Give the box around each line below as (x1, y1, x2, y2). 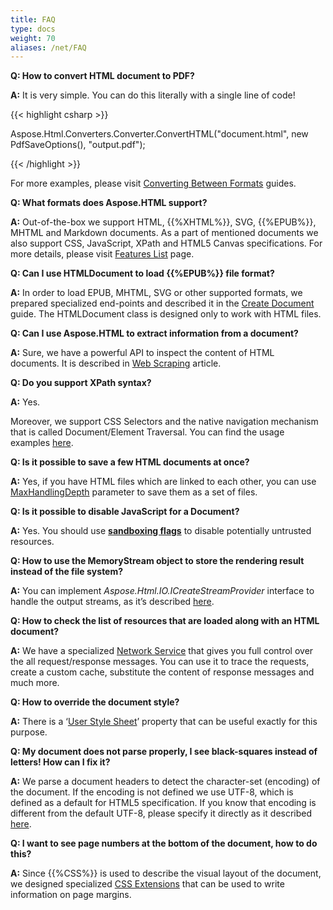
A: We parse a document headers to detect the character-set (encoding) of (10, 776, 321, 788)
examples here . (10, 437, 74, 449)
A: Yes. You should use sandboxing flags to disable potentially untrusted (10, 525, 312, 537)
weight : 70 (10, 33, 56, 43)
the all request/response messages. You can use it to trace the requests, (10, 656, 310, 668)
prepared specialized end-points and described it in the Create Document (10, 297, 315, 310)
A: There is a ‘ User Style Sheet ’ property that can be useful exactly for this (10, 716, 318, 728)
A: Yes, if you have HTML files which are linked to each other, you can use (10, 476, 317, 488)
